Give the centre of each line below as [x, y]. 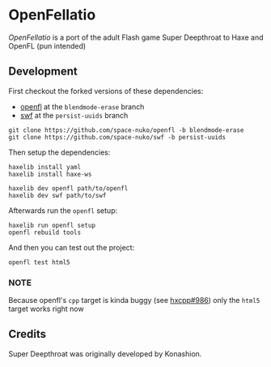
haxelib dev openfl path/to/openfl [68, 188]
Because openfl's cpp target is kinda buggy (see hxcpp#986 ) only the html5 [134, 301]
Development [43, 72]
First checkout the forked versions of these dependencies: [106, 91]
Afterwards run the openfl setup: [63, 210]
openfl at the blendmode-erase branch [82, 106]
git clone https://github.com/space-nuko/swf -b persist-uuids [117, 137]
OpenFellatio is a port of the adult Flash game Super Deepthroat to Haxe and [136, 37]
